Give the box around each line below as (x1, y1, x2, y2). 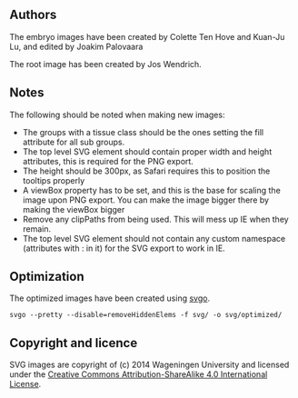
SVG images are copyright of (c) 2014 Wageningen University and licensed (9, 359, 290, 371)
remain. (22, 223, 52, 234)
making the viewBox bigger (22, 204, 125, 214)
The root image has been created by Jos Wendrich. (9, 58, 202, 69)
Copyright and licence (9, 335, 138, 351)
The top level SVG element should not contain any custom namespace (22, 233, 286, 244)
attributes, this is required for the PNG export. (22, 155, 194, 166)
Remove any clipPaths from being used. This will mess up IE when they (22, 214, 289, 224)
